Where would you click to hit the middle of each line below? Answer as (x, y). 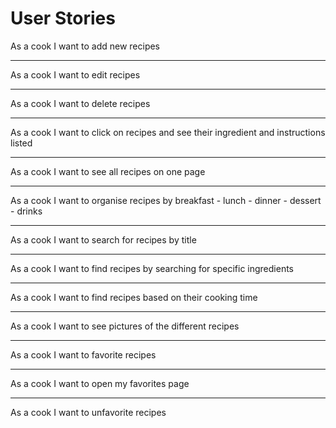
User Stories (63, 18)
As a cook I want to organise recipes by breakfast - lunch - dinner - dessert (166, 200)
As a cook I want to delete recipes (80, 103)
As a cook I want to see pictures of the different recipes (125, 326)
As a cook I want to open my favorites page (100, 383)
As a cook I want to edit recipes (75, 74)
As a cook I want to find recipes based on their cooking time (134, 297)
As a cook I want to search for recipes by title (103, 239)
